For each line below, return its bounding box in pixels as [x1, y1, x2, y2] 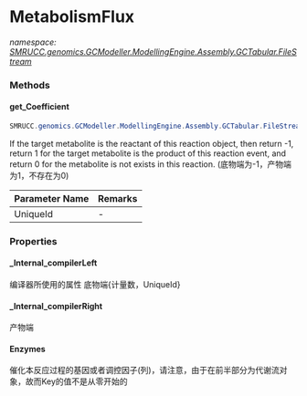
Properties [9, 234, 58, 247]
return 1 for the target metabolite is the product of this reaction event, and [9, 148, 286, 159]
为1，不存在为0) [9, 170, 69, 181]
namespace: [9, 36, 57, 47]
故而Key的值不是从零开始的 [25, 376, 128, 387]
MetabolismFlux [9, 6, 135, 27]
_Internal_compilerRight [9, 300, 103, 311]
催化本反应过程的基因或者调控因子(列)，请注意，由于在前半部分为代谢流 [9, 365, 281, 376]
